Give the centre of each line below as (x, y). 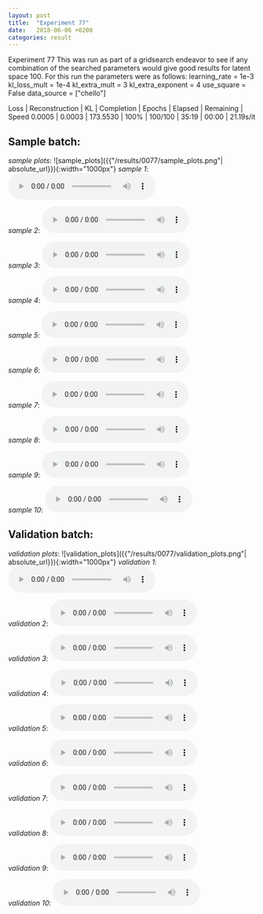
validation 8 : (28, 833)
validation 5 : (28, 728)
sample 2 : (24, 231)
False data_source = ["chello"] (57, 93)
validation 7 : (28, 798)
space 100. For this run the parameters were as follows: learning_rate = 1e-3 (131, 76)
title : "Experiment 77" (49, 23)
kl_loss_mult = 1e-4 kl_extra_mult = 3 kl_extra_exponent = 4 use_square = (127, 85)
